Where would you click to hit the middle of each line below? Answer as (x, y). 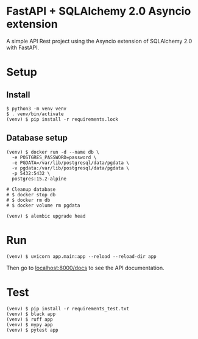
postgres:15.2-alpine (39, 179)
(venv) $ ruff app (30, 319)
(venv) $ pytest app (33, 330)
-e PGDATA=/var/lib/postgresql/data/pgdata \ (71, 163)
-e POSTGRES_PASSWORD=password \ (54, 157)
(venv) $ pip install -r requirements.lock (62, 119)
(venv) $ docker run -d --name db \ (53, 152)
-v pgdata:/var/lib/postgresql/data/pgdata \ (71, 168)
